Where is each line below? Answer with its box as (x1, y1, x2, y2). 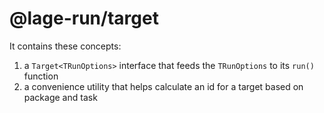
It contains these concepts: (9, 40, 122, 52)
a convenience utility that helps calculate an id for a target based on (23, 80, 304, 92)
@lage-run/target (9, 7, 159, 30)
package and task (23, 91, 98, 103)
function (23, 70, 59, 82)
